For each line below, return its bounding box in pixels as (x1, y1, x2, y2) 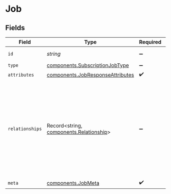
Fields (5, 23, 25, 32)
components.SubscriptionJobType (46, 62, 129, 69)
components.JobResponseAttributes (46, 71, 134, 78)
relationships (8, 126, 42, 132)
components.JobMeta (46, 179, 100, 186)
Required (139, 39, 162, 45)
